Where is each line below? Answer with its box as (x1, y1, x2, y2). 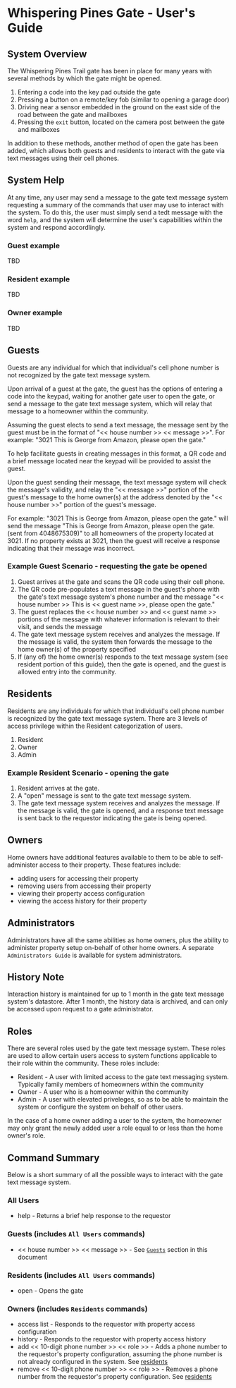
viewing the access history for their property (17, 896, 147, 905)
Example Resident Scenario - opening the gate (7, 767, 169, 777)
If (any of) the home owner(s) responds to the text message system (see (17, 652, 229, 661)
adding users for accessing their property (17, 874, 139, 882)
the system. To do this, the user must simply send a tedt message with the (7, 208, 223, 217)
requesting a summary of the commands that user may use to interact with (7, 200, 224, 209)
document (17, 1253, 48, 1261)
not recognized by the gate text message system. (7, 370, 151, 379)
